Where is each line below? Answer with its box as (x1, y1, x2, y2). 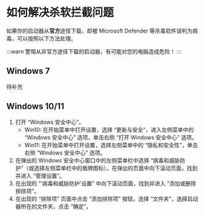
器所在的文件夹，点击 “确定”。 (15, 202, 92, 210)
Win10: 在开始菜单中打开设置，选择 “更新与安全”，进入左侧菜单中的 (24, 126, 194, 133)
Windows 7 (6, 66, 50, 77)
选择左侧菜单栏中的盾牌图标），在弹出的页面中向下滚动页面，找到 (33, 164, 198, 172)
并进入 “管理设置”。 (15, 172, 66, 179)
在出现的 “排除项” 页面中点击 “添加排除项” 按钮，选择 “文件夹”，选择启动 (15, 195, 198, 202)
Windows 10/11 (6, 101, 64, 112)
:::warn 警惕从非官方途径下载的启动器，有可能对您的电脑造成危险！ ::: (6, 47, 182, 55)
